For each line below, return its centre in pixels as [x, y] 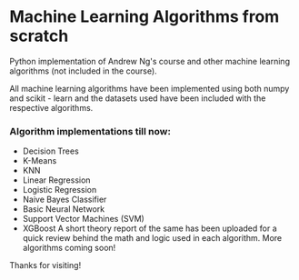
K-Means [40, 161]
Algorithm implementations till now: [90, 131]
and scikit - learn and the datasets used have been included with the [138, 98]
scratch [39, 36]
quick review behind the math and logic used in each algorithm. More [152, 238]
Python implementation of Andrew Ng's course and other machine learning [150, 61]
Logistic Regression [60, 190]
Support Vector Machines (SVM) [84, 219]
